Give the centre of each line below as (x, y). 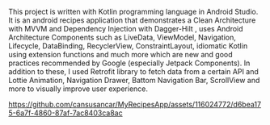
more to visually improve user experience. (78, 89)
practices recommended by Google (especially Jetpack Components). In (129, 63)
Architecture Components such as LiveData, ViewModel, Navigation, (122, 37)
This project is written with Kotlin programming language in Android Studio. (133, 12)
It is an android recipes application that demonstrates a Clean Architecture (132, 20)
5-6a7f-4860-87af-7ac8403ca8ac (65, 113)
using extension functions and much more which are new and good (120, 54)
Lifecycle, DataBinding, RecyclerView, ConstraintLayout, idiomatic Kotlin (128, 46)
